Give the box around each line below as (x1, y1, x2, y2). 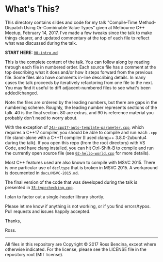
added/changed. (5, 90, 38, 96)
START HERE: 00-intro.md (5, 50, 58, 55)
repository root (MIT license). (5, 251, 64, 257)
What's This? (5, 3, 60, 15)
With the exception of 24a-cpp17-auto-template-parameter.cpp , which (5, 124, 144, 130)
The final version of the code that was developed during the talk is (5, 179, 138, 185)
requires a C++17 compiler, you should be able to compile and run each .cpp (5, 129, 158, 135)
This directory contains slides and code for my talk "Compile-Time (5, 19, 138, 25)
